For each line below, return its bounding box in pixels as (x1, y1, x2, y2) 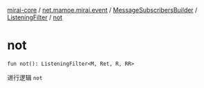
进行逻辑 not (7, 73, 43, 82)
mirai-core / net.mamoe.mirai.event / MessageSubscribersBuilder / (7, 6, 198, 14)
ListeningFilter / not (7, 13, 63, 21)
